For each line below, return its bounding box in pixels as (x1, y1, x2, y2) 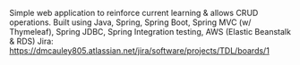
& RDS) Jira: (9, 36, 54, 46)
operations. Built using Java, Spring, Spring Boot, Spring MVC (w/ (9, 17, 252, 28)
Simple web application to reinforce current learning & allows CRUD (9, 8, 259, 18)
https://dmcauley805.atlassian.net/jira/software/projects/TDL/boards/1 (9, 45, 270, 56)
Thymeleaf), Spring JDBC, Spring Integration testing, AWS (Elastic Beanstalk (9, 27, 291, 37)
